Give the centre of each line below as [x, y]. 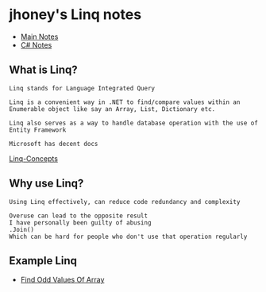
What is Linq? [43, 70]
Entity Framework [38, 130]
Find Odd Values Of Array [62, 280]
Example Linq [43, 261]
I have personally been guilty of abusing [80, 223]
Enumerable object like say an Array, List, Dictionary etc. [112, 109]
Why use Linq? [46, 184]
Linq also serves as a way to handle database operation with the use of [134, 123]
